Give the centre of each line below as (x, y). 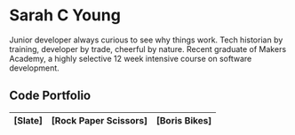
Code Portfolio (50, 96)
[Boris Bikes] (184, 120)
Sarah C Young (65, 15)
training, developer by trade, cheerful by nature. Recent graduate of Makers (148, 49)
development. (34, 68)
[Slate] (28, 120)
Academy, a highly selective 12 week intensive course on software (131, 58)
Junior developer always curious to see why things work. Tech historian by (146, 40)
